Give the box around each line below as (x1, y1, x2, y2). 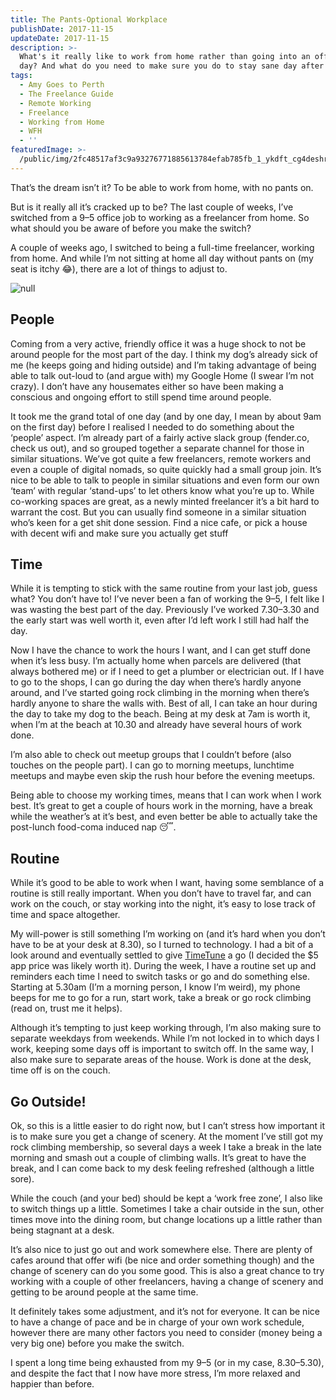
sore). (10, 1173, 35, 1185)
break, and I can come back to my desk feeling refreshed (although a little (10, 1162, 315, 1174)
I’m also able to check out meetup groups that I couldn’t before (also (10, 749, 292, 761)
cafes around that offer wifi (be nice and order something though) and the (10, 1254, 315, 1266)
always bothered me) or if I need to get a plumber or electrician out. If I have (10, 666, 325, 678)
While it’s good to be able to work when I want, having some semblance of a (10, 877, 325, 889)
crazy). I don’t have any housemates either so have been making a (10, 380, 284, 392)
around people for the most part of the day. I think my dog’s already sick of (10, 348, 318, 360)
